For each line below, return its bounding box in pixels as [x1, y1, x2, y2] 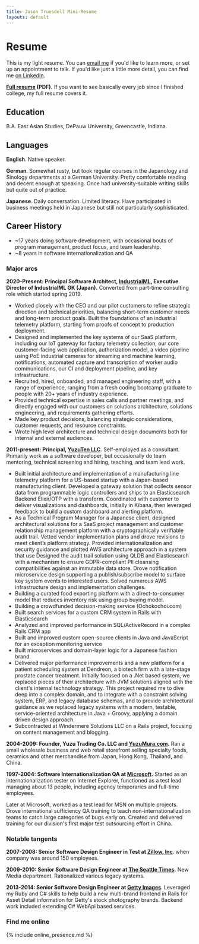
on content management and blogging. [14, 728, 110, 736]
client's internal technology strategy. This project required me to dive [14, 685, 184, 692]
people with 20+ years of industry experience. [14, 390, 129, 398]
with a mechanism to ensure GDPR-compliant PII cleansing [14, 559, 159, 566]
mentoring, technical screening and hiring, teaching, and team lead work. [6, 458, 185, 466]
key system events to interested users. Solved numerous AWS [14, 577, 167, 585]
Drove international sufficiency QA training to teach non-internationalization [6, 807, 191, 815]
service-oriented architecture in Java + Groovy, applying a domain [14, 710, 178, 717]
